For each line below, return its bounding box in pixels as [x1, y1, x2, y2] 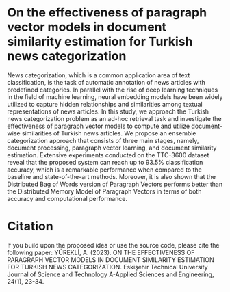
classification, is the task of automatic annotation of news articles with [7, 78, 205, 86]
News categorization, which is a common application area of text [7, 70, 190, 79]
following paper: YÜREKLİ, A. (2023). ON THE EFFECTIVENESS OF [7, 248, 195, 256]
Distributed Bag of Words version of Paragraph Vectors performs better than [7, 180, 223, 188]
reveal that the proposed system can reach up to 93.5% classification [7, 158, 203, 166]
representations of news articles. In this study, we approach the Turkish [7, 107, 209, 116]
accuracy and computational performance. [7, 194, 128, 202]
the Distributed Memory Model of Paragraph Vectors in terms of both [7, 187, 202, 196]
